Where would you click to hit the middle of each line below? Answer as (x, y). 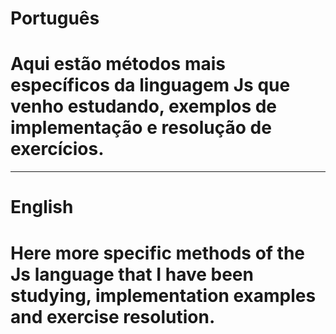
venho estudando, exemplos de (144, 106)
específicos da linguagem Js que (150, 85)
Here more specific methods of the (158, 253)
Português (55, 18)
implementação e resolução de (141, 128)
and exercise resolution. (113, 316)
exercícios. (57, 149)
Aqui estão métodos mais (118, 64)
